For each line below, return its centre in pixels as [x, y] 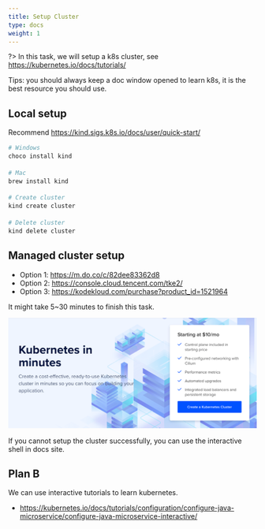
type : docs [26, 25]
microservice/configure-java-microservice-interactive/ [108, 516]
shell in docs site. [36, 449]
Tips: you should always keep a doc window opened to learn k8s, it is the [127, 80]
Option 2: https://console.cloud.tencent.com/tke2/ [101, 283]
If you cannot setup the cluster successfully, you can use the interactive [125, 441]
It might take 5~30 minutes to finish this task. [82, 307]
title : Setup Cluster [44, 17]
